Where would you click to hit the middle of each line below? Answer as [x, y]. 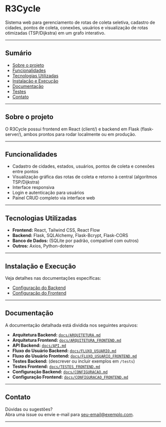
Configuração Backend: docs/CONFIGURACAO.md [60, 371]
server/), [14, 134]
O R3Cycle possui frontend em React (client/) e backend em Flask [72, 129]
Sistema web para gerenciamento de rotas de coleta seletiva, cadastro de [80, 22]
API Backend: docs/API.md [39, 345]
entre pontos [25, 172]
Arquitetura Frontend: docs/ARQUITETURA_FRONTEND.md [67, 340]
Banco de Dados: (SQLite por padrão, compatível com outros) [76, 241]
